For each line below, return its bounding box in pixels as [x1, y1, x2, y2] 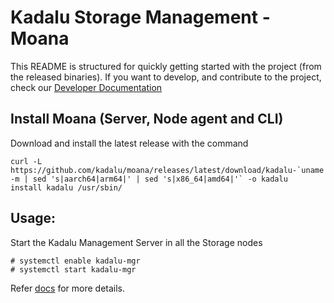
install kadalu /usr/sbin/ [10, 182, 123, 193]
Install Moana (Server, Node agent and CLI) [10, 111, 284, 128]
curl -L [10, 156, 43, 166]
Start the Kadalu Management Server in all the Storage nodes [10, 236, 263, 248]
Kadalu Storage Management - [10, 6, 271, 29]
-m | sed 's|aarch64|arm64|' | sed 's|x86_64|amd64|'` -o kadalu [10, 174, 288, 184]
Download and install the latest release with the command [10, 137, 249, 149]
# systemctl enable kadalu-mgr [10, 256, 141, 266]
